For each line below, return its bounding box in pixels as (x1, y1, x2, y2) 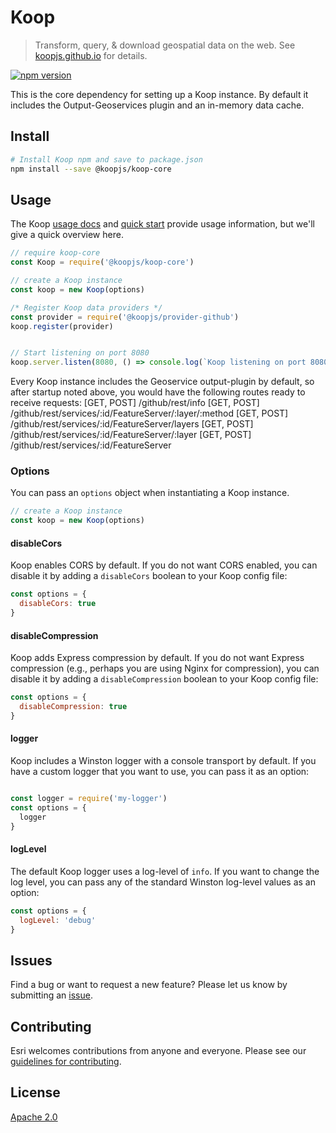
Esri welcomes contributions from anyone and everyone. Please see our (10, 1045, 307, 1057)
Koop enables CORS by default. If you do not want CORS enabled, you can (10, 559, 318, 571)
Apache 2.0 (10, 1111, 58, 1123)
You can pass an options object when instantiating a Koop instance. (10, 487, 290, 499)
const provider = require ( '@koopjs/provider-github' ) (10, 312, 240, 322)
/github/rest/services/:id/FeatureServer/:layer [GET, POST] (10, 429, 252, 441)
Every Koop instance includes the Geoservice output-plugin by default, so (10, 376, 315, 388)
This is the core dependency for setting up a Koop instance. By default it (10, 88, 309, 100)
